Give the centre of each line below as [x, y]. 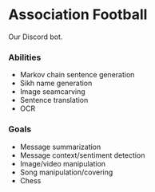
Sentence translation [54, 100]
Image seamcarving [52, 92]
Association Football [78, 15]
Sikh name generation [56, 83]
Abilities [25, 57]
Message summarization [60, 147]
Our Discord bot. [36, 37]
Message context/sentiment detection [82, 155]
